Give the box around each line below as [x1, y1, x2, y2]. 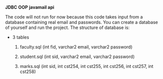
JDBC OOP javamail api [5, 4, 55, 10]
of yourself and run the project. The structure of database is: [5, 24, 130, 30]
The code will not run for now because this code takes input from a [5, 14, 143, 19]
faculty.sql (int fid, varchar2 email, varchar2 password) [19, 44, 133, 49]
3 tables [12, 34, 29, 40]
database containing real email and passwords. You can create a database [5, 19, 158, 25]
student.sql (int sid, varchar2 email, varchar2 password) [19, 53, 135, 59]
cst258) [19, 68, 36, 74]
